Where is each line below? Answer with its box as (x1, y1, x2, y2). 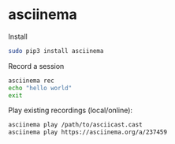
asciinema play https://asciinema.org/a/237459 (8, 128, 168, 136)
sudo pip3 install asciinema (8, 47, 104, 55)
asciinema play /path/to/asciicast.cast (8, 121, 143, 129)
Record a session (8, 61, 65, 70)
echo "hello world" (8, 84, 73, 92)
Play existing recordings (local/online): (8, 105, 132, 116)
